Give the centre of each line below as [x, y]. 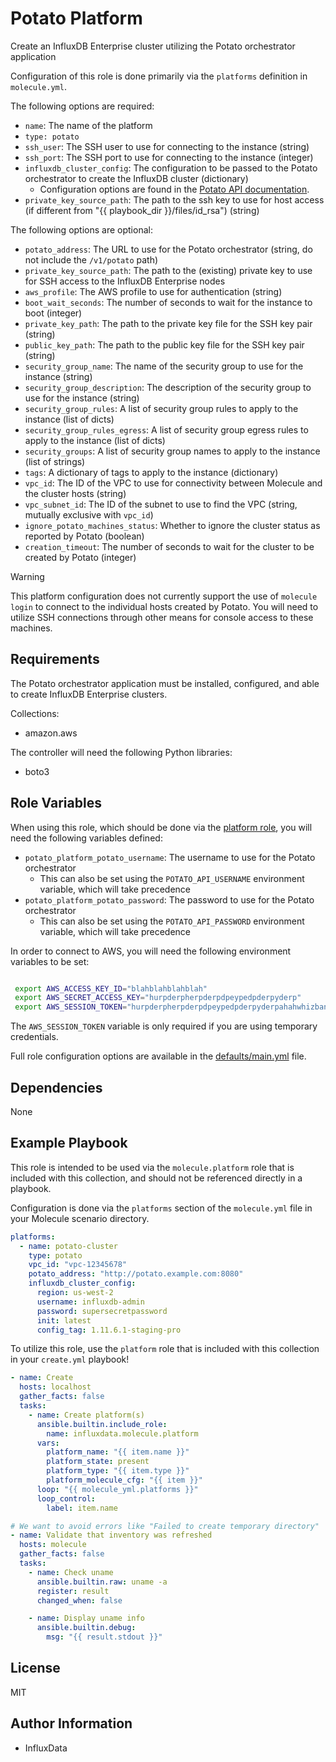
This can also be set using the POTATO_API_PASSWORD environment [172, 921]
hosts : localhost [55, 1387]
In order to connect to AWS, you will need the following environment [151, 951]
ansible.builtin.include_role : [102, 1424]
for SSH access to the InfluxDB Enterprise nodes [125, 281]
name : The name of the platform [88, 125]
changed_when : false [79, 1600]
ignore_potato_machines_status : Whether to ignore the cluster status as [172, 525]
